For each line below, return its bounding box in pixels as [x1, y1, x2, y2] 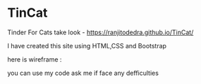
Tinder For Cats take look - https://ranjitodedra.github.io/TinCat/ [7, 28, 194, 36]
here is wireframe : [7, 55, 62, 64]
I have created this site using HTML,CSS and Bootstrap [7, 41, 167, 50]
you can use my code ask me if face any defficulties [7, 69, 159, 77]
